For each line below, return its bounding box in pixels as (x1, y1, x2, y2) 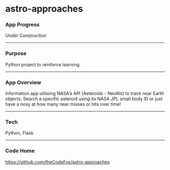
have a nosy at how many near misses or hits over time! (5, 101, 121, 107)
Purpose (5, 50, 27, 57)
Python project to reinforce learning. (5, 61, 81, 67)
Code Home (5, 147, 35, 154)
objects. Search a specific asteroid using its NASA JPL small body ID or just (5, 96, 163, 102)
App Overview (5, 79, 41, 86)
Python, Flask (5, 130, 34, 136)
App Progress (5, 21, 40, 28)
